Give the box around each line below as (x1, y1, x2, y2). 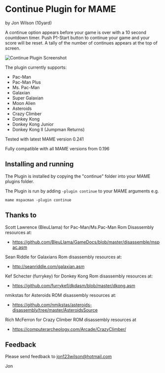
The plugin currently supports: (5, 64, 67, 70)
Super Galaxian (12, 95, 43, 101)
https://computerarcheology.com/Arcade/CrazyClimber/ (12, 326, 127, 332)
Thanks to (5, 211, 37, 220)
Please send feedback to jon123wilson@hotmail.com (5, 354, 112, 360)
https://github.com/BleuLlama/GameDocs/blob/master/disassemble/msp (12, 239, 160, 245)
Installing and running (5, 160, 74, 169)
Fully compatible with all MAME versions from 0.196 (5, 145, 110, 151)
